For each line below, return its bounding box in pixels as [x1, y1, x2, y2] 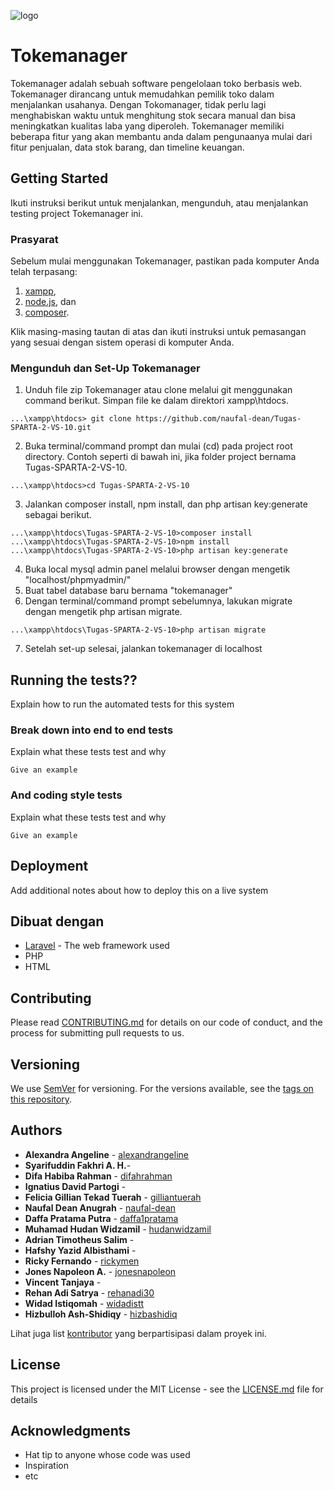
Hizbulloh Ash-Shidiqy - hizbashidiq [24, 1308, 178, 1320]
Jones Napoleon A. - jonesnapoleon [24, 1265, 177, 1277]
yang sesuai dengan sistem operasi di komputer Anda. [10, 336, 235, 349]
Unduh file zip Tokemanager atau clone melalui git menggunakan [24, 384, 293, 396]
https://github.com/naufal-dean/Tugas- [135, 414, 302, 424]
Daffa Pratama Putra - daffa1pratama [24, 1212, 179, 1224]
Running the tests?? [10, 671, 138, 689]
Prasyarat [10, 232, 59, 246]
